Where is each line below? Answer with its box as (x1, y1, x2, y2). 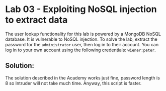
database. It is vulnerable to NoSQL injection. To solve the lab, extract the (5, 36, 157, 42)
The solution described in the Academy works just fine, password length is (5, 74, 160, 81)
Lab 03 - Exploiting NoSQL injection (5, 4, 157, 15)
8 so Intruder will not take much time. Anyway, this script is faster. (5, 80, 142, 86)
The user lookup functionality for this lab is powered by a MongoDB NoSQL (5, 31, 161, 37)
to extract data (5, 14, 68, 26)
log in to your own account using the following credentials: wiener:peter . (5, 47, 156, 53)
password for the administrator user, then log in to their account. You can (5, 41, 159, 47)
